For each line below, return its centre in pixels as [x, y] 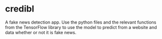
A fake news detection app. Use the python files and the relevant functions [81, 22]
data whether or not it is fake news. [41, 32]
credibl [20, 9]
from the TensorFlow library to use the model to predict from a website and [81, 27]
